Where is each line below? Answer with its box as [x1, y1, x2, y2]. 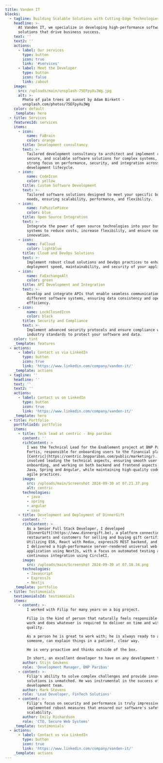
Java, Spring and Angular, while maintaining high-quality [26, 467, 149, 472]
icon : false [22, 75, 47, 80]
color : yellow [26, 179, 55, 183]
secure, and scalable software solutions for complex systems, [26, 156, 158, 161]
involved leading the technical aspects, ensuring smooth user [26, 458, 158, 464]
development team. [26, 683, 64, 688]
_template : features [14, 341, 55, 346]
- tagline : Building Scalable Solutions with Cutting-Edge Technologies [9, 16, 160, 21]
